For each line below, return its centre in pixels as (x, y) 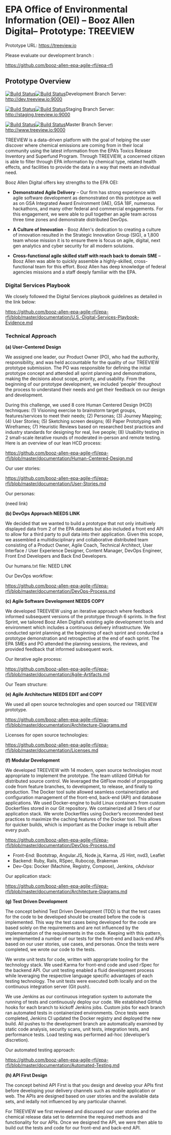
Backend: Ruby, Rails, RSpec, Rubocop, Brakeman (65, 861)
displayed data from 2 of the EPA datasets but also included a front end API (84, 529)
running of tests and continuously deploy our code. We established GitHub (84, 1002)
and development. (24, 395)
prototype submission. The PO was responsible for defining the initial (78, 368)
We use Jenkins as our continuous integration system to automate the (79, 997)
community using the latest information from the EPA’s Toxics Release (78, 151)
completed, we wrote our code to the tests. (51, 950)
